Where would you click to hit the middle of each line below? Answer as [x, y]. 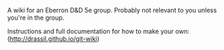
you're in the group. [36, 18]
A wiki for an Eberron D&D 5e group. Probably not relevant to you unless [112, 10]
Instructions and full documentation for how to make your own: [99, 31]
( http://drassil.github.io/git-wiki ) [54, 39]
